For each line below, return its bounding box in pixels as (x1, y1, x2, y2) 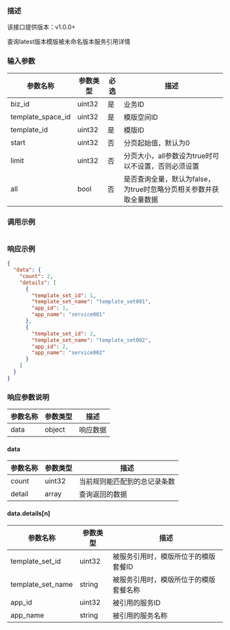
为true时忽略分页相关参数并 (123, 184, 212, 194)
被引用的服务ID (112, 598, 161, 607)
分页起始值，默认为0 (123, 138, 190, 148)
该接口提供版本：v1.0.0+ (7, 23, 76, 32)
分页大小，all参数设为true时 (123, 151, 213, 161)
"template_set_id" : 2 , (31, 330, 97, 337)
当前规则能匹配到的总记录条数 (79, 477, 176, 487)
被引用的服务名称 (112, 611, 168, 620)
